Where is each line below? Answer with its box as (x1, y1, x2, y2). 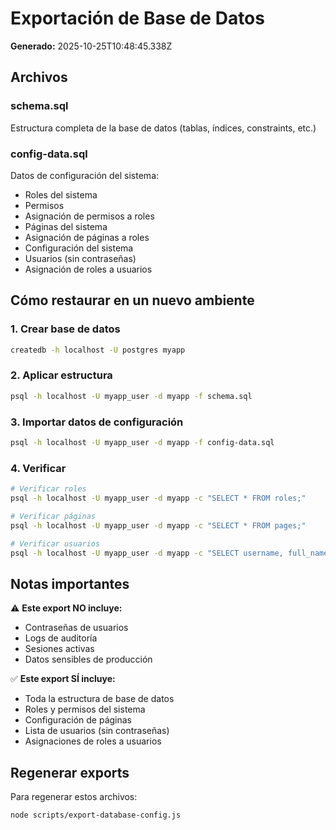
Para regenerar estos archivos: (10, 791, 138, 802)
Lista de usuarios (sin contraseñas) (24, 725, 170, 737)
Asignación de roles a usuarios (24, 263, 153, 275)
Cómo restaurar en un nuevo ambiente (10, 292, 255, 309)
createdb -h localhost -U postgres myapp (10, 345, 186, 355)
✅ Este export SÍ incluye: (10, 673, 116, 685)
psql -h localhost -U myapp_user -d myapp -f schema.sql (10, 391, 253, 401)
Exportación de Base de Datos (10, 7, 265, 30)
